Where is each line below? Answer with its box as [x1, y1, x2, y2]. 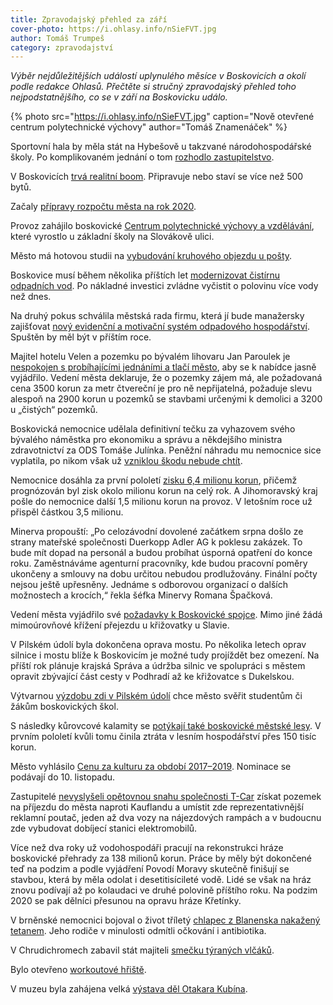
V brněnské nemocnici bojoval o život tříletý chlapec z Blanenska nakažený [10, 914, 321, 926]
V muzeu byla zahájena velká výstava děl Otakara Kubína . [10, 983, 248, 995]
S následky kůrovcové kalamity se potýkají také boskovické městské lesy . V [10, 720, 322, 732]
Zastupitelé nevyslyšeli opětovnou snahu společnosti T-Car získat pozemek [10, 791, 322, 803]
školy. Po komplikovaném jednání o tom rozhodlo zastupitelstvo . [10, 151, 275, 163]
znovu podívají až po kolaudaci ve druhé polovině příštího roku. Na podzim [10, 884, 318, 896]
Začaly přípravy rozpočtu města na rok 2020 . [10, 201, 197, 213]
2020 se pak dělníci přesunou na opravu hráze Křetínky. [10, 895, 242, 907]
